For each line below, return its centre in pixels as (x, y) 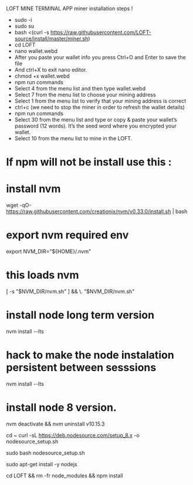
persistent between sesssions (81, 368)
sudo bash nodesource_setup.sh (45, 453)
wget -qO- (19, 206)
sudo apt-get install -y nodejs (42, 464)
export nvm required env (67, 235)
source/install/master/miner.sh (51, 38)
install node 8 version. (62, 408)
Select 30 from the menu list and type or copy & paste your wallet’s (96, 119)
